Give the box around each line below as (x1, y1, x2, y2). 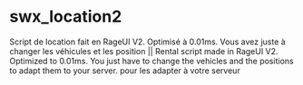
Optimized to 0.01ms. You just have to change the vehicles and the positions (9, 55, 294, 66)
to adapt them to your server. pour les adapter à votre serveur (9, 65, 240, 76)
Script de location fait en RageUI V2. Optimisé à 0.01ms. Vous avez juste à (9, 36, 286, 47)
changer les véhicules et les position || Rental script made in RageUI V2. (9, 45, 279, 56)
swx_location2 (9, 6, 122, 27)
